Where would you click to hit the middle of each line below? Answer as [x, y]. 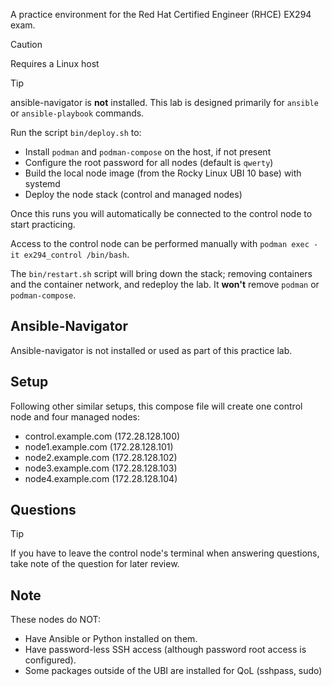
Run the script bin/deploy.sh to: [76, 132]
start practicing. [43, 224]
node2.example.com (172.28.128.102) [101, 457]
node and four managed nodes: [75, 416]
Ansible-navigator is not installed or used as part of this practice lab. [151, 350]
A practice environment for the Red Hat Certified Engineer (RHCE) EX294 [161, 14]
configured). [50, 660]
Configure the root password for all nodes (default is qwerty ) [149, 162]
